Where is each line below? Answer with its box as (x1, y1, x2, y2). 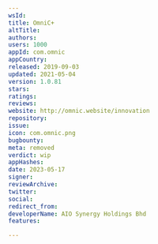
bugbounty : (8, 136, 44, 145)
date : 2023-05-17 (8, 166, 66, 174)
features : (8, 217, 41, 225)
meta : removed (8, 144, 55, 152)
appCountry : (8, 56, 47, 64)
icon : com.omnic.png (8, 129, 77, 137)
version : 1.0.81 (8, 77, 62, 85)
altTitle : (8, 26, 41, 34)
